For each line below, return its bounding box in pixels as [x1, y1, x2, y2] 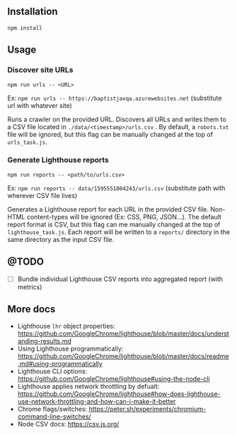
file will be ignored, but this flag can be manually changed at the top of [7, 130, 214, 138]
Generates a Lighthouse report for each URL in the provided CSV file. [7, 205, 209, 214]
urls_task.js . [7, 138, 47, 146]
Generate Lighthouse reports [7, 155, 110, 165]
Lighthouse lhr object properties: [17, 322, 115, 331]
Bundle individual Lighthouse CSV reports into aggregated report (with [17, 275, 224, 283]
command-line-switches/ [17, 412, 92, 421]
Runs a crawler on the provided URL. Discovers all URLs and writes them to [7, 115, 226, 123]
